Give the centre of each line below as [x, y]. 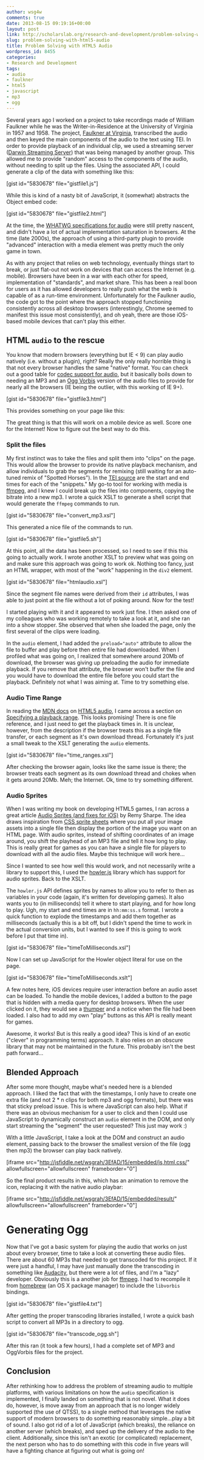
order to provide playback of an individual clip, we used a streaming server [100, 146]
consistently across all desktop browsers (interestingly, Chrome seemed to [100, 308]
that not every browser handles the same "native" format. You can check [97, 368]
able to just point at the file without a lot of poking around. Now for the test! [100, 600]
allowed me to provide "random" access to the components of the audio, [97, 158]
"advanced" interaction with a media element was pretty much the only [95, 245]
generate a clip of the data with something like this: [70, 172]
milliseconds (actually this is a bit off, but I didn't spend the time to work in [99, 923]
